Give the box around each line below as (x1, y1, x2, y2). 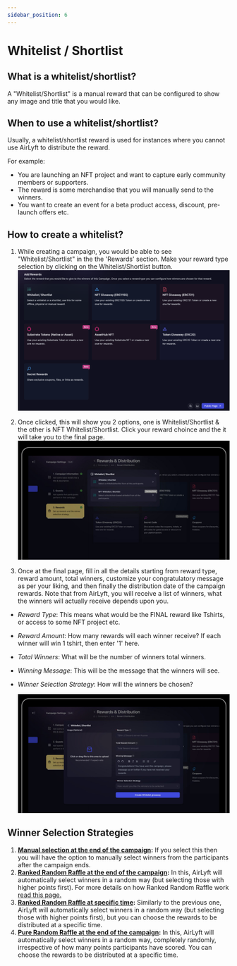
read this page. (17, 891, 62, 899)
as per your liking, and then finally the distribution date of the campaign (17, 582, 226, 590)
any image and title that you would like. (7, 97, 121, 105)
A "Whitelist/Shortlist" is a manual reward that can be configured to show (7, 89, 220, 98)
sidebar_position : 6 (7, 11, 68, 18)
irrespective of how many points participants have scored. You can (17, 943, 212, 951)
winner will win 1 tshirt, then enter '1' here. (17, 639, 140, 647)
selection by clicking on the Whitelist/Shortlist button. (17, 262, 173, 271)
